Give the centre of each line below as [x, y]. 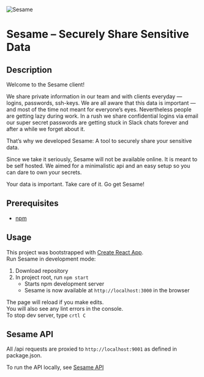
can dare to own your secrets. [44, 172]
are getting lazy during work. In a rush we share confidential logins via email [102, 116]
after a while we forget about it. [46, 129]
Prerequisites [32, 203]
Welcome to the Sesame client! [45, 85]
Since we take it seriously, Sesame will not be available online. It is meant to [102, 159]
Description [29, 70]
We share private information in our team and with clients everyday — [94, 96]
